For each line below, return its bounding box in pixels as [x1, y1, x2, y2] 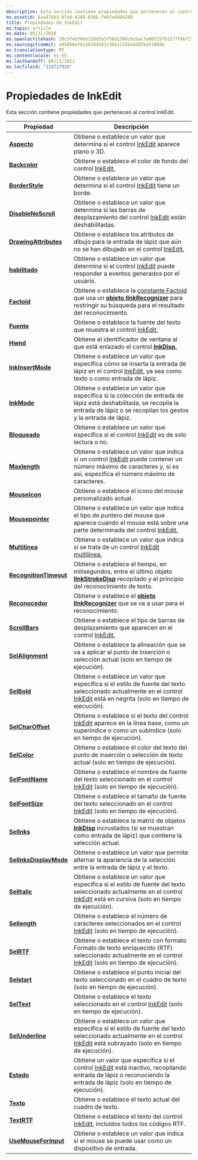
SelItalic [9, 888, 32, 896]
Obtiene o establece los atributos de [73, 230, 174, 238]
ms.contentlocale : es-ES [6, 53, 67, 59]
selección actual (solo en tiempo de [73, 655, 173, 664]
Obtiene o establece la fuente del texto [73, 318, 181, 327]
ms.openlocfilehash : [6, 36, 57, 42]
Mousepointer [9, 515, 50, 524]
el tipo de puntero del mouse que [73, 511, 165, 519]
